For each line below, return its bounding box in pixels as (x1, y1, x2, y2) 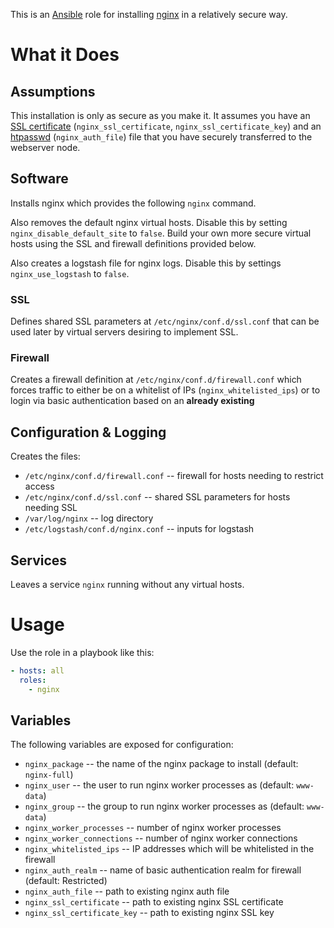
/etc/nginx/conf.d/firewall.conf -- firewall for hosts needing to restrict (24, 470, 324, 482)
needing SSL (24, 502, 78, 514)
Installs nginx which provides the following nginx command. (10, 197, 257, 209)
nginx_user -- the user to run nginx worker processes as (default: (24, 779, 295, 791)
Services (10, 552, 68, 569)
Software (10, 170, 69, 188)
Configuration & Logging (10, 424, 167, 441)
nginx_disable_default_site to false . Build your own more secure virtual (10, 227, 312, 239)
